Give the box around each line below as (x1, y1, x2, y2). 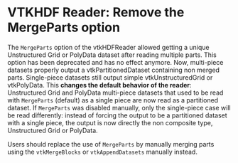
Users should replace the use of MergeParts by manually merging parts (7, 140, 215, 148)
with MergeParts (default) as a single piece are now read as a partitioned (7, 95, 219, 104)
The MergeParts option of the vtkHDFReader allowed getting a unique (7, 43, 210, 51)
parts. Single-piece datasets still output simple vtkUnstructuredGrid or (7, 73, 213, 82)
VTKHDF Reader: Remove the (7, 4, 185, 21)
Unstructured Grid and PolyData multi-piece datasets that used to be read (7, 88, 224, 97)
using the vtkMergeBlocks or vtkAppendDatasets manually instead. (7, 147, 198, 156)
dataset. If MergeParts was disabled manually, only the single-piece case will (7, 103, 231, 112)
